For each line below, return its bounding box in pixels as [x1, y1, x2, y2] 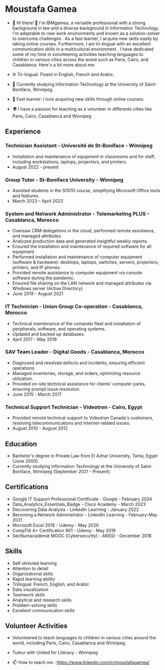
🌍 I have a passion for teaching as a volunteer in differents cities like [12, 106, 152, 112]
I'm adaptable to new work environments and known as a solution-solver [12, 30, 160, 36]
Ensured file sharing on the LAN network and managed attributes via [12, 280, 152, 286]
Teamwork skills [12, 591, 45, 597]
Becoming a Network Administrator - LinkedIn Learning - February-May [12, 511, 158, 517]
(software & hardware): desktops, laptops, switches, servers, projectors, [12, 259, 159, 265]
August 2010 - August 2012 [12, 425, 68, 431]
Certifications [5, 483, 49, 491]
